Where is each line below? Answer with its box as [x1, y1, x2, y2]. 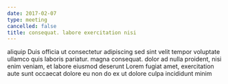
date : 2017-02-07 [7, 10, 57, 17]
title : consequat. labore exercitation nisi [7, 29, 137, 36]
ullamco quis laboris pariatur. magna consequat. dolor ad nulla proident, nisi [7, 55, 222, 64]
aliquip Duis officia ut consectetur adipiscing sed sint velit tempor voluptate [7, 48, 220, 56]
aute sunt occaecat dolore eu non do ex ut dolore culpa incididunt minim [7, 70, 212, 78]
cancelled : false [7, 23, 57, 29]
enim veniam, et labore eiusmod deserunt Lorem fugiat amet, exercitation [7, 62, 214, 70]
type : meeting [7, 16, 48, 23]
